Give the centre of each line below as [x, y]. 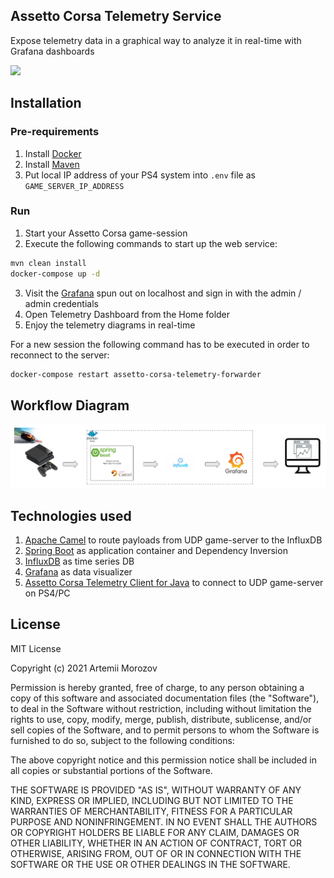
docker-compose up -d [55, 274]
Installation [46, 103]
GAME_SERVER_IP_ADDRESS [74, 186]
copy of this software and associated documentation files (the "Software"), [165, 698]
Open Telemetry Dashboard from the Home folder [127, 314]
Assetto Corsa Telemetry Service [116, 16]
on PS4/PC [47, 593]
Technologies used [71, 515]
